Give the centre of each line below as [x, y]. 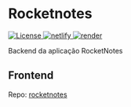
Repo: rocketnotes [38, 94]
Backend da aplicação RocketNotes [65, 50]
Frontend [31, 76]
